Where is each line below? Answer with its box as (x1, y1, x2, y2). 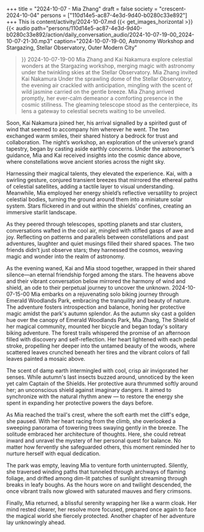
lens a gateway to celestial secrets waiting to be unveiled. (21, 108, 166, 114)
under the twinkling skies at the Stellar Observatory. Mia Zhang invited (21, 69, 198, 75)
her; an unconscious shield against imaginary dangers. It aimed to (6, 387, 172, 393)
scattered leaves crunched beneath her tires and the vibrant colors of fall (6, 349, 190, 355)
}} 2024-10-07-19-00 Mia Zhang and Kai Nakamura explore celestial (21, 56, 193, 63)
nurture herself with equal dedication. (6, 450, 101, 457)
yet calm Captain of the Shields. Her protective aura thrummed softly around (6, 380, 198, 387)
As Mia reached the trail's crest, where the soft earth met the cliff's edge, (6, 411, 191, 418)
